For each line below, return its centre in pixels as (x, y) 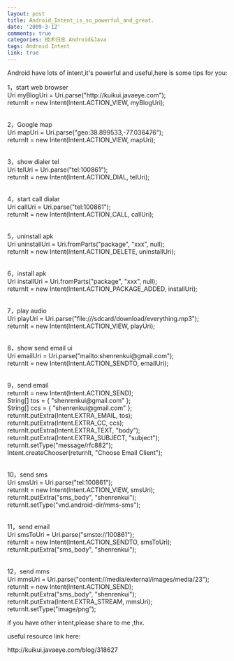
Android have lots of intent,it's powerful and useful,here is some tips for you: (117, 73)
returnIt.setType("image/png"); (52, 609)
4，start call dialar (34, 199)
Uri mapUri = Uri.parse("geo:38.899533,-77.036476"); (86, 132)
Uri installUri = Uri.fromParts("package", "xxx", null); (82, 281)
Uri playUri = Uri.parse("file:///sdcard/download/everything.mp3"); (103, 318)
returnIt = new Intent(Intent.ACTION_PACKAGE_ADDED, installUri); (102, 289)
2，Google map (30, 124)
